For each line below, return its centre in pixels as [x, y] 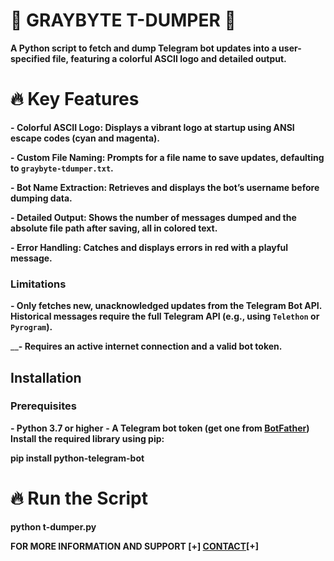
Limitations [38, 284]
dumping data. [41, 198]
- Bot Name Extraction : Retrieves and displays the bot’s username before [165, 187]
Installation [46, 377]
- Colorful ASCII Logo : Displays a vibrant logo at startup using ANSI [152, 127]
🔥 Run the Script [79, 498]
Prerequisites [43, 406]
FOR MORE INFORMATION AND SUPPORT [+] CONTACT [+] [135, 546]
